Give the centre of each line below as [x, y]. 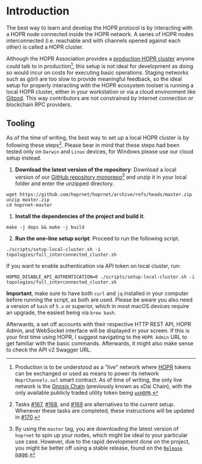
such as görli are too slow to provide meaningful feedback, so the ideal [94, 79]
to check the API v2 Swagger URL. [49, 350]
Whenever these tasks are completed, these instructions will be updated [104, 410]
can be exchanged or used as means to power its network [87, 373]
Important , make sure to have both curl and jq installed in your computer [97, 293]
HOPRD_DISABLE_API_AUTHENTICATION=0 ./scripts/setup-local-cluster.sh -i [101, 277]
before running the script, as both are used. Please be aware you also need [99, 300]
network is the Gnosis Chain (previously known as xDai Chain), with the [103, 386]
